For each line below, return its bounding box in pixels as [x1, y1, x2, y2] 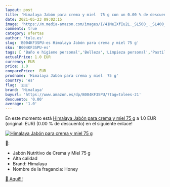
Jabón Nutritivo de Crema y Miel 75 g [12, 150, 91, 156]
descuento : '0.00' [5, 97, 44, 102]
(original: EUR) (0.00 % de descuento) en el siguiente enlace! [5, 121, 133, 127]
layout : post [5, 7, 33, 13]
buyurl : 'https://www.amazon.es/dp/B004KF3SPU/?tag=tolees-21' [5, 92, 142, 97]
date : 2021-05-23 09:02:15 [5, 17, 62, 22]
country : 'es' [5, 78, 35, 83]
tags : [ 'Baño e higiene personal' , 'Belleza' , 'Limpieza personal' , [5, 50, 151, 55]
